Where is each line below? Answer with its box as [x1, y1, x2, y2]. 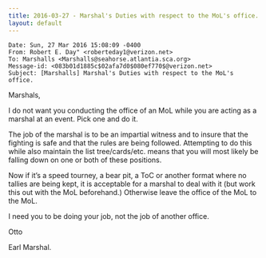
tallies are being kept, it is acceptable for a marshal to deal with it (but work [8, 179, 256, 189]
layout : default [8, 19, 62, 27]
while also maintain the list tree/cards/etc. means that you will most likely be [8, 146, 259, 156]
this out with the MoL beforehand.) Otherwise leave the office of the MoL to [8, 187, 257, 196]
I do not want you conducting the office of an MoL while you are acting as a [8, 105, 257, 115]
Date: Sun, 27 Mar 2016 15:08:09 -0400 [8, 41, 141, 49]
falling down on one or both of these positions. [8, 155, 162, 165]
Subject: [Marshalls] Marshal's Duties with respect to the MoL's [8, 69, 234, 77]
